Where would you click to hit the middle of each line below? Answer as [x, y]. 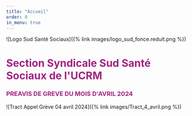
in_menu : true [24, 22]
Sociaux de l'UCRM [54, 76]
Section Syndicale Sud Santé [79, 63]
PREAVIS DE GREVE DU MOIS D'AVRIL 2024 [69, 94]
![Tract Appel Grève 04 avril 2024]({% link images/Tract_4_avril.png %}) [94, 107]
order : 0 [17, 17]
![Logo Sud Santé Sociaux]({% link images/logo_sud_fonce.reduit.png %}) [96, 39]
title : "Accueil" [27, 11]
